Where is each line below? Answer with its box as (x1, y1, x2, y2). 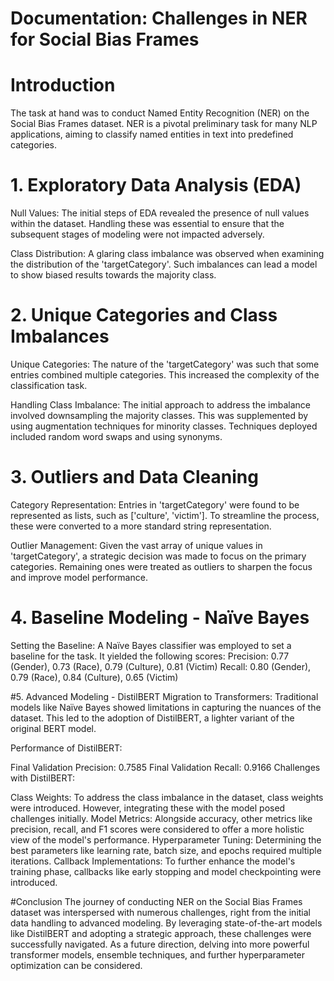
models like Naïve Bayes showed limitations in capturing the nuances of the (10, 701, 322, 713)
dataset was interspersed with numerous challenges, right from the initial (10, 906, 311, 918)
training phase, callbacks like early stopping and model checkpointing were (10, 865, 322, 877)
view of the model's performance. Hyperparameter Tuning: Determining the (10, 833, 322, 846)
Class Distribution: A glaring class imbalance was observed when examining (10, 248, 325, 260)
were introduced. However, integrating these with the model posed (10, 802, 286, 814)
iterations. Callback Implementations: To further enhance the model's (10, 855, 296, 867)
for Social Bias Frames (10, 28, 200, 51)
